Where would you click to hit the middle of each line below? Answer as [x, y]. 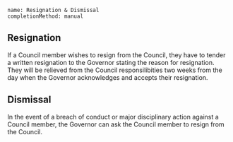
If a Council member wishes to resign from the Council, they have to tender [116, 55]
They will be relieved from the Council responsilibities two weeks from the [115, 70]
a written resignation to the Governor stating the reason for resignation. [111, 62]
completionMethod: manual [45, 16]
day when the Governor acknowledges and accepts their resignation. [108, 77]
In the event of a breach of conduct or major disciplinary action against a [113, 117]
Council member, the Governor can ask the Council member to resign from [116, 124]
